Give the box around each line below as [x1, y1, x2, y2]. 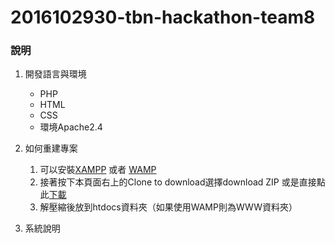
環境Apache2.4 [39, 121, 103, 133]
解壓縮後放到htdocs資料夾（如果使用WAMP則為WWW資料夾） [39, 201, 298, 213]
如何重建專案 [24, 142, 78, 155]
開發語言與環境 [24, 68, 87, 80]
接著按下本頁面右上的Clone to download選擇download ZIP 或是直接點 [39, 176, 326, 188]
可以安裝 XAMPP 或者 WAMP [39, 164, 157, 176]
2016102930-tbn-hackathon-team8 [10, 6, 316, 29]
